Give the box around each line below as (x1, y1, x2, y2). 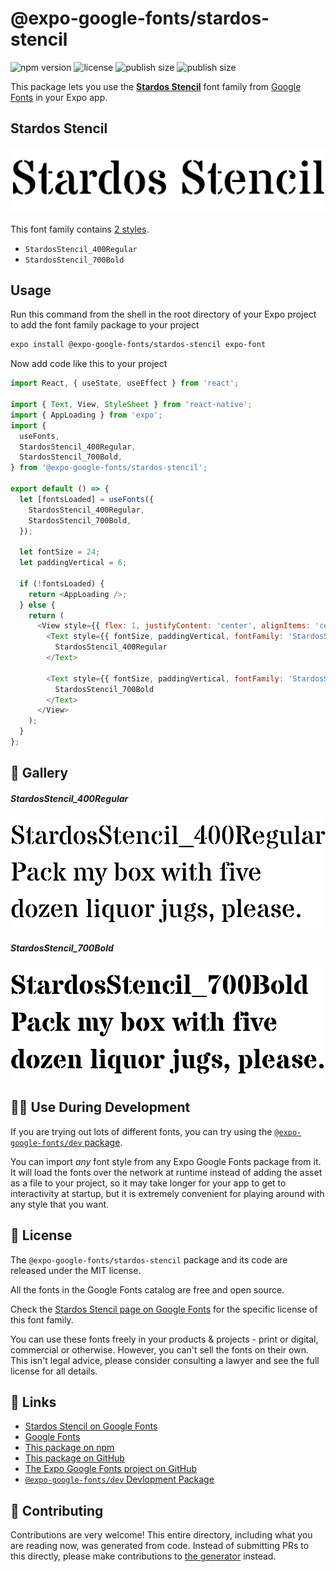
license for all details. (10, 1365, 98, 1377)
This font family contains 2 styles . (10, 223, 150, 235)
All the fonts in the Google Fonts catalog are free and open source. (10, 1283, 285, 1296)
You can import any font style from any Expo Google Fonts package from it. (10, 1155, 322, 1167)
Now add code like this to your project (10, 358, 168, 370)
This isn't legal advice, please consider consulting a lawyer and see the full (10, 1354, 320, 1366)
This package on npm (24, 1442, 115, 1454)
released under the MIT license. (10, 1264, 142, 1276)
